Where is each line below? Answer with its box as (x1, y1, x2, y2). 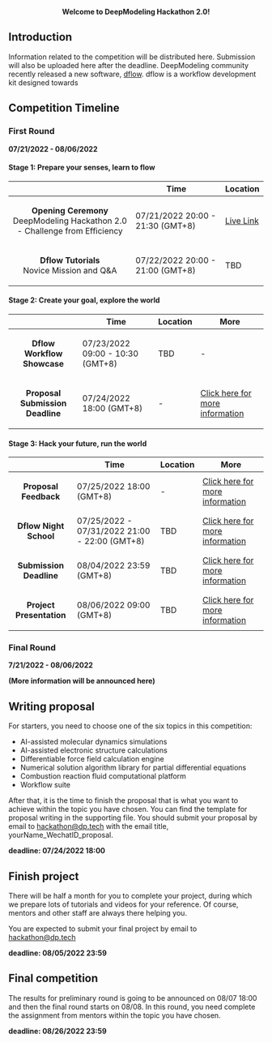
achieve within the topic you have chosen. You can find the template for (8, 805, 248, 814)
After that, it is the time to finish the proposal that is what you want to (8, 796, 239, 805)
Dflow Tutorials (40, 255, 100, 266)
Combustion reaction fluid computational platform (19, 771, 186, 781)
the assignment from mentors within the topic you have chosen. (8, 1010, 221, 1020)
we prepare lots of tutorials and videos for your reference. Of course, (8, 899, 239, 909)
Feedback (21, 491, 61, 502)
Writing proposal (8, 699, 96, 713)
